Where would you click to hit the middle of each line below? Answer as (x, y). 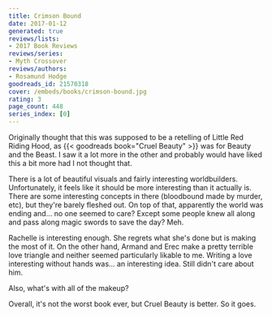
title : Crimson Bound (45, 16)
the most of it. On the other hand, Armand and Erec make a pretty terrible (131, 246)
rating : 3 (25, 99)
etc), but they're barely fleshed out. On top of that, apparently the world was (136, 205)
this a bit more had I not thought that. (70, 163)
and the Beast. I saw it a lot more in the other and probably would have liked (135, 154)
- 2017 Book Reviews (43, 46)
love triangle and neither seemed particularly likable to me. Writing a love (130, 255)
